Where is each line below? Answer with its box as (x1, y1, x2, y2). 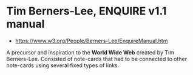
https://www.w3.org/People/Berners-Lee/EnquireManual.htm (15, 37, 168, 44)
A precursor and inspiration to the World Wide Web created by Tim (6, 48, 175, 56)
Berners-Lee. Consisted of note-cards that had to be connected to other (6, 55, 187, 62)
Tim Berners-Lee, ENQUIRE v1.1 (6, 4, 167, 18)
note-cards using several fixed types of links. (6, 62, 120, 69)
